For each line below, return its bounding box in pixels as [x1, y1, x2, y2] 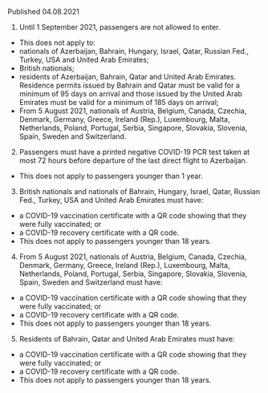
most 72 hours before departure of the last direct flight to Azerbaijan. [18, 156, 248, 165]
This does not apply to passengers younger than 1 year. [18, 172, 203, 180]
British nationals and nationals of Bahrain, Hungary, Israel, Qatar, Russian [18, 187, 261, 196]
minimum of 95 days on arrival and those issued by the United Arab [18, 89, 242, 99]
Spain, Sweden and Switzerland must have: [18, 278, 163, 287]
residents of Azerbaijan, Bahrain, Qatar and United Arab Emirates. [18, 72, 237, 81]
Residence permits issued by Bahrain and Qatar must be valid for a [18, 80, 240, 90]
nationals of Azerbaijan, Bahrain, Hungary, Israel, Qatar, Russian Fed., [18, 47, 250, 55]
